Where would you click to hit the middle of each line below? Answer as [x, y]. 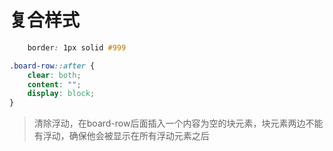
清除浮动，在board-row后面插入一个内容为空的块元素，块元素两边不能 [178, 123]
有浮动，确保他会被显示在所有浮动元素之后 [121, 136]
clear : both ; [54, 75]
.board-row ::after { [52, 66]
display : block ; [61, 94]
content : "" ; [54, 84]
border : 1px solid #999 [77, 47]
